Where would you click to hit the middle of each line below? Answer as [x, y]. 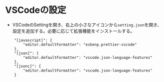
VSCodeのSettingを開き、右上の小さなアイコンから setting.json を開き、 [87, 25]
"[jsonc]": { [28, 66]
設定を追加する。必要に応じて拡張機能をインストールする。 [74, 31]
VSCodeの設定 [36, 10]
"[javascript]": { [33, 40]
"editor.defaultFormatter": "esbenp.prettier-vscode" [80, 44]
